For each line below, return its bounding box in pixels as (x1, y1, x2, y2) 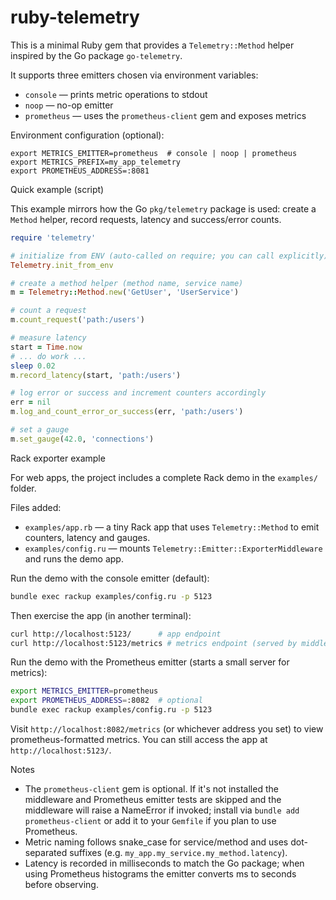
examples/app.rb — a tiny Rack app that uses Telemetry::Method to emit (24, 521, 320, 533)
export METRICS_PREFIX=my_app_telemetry (10, 157, 182, 167)
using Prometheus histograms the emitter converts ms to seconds (24, 868, 297, 880)
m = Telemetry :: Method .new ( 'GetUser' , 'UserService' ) (10, 287, 240, 298)
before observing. (24, 879, 99, 891)
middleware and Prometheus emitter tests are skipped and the (24, 794, 282, 806)
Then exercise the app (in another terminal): (10, 609, 192, 621)
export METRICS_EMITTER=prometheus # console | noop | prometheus (10, 148, 298, 158)
